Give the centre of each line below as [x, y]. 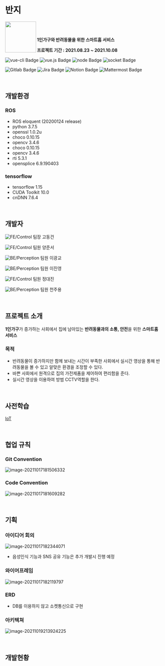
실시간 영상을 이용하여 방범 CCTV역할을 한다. [56, 379]
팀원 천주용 [51, 289]
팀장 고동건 [43, 237]
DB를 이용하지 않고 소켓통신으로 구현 [48, 606]
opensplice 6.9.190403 [36, 163]
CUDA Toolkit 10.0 [31, 192]
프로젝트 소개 [24, 316]
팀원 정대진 [43, 279]
